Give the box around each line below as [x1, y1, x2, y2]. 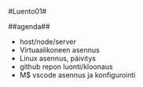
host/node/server [19, 37, 76, 46]
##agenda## [8, 22, 50, 31]
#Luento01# [8, 7, 47, 16]
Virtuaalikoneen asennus [19, 45, 100, 54]
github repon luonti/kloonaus [19, 62, 113, 71]
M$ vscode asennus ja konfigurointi [19, 71, 136, 79]
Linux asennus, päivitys [19, 54, 97, 63]
